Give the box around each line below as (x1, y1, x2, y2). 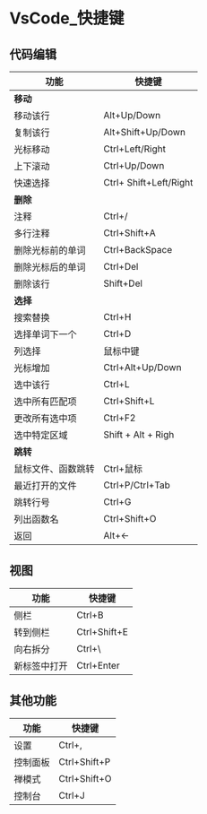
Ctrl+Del (103, 261, 139, 273)
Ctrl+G (103, 496, 132, 507)
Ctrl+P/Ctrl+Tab (103, 479, 170, 491)
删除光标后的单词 (13, 261, 87, 273)
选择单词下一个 (13, 328, 78, 341)
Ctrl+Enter (76, 659, 120, 671)
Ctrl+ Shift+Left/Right (103, 177, 194, 188)
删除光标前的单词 (13, 244, 87, 256)
